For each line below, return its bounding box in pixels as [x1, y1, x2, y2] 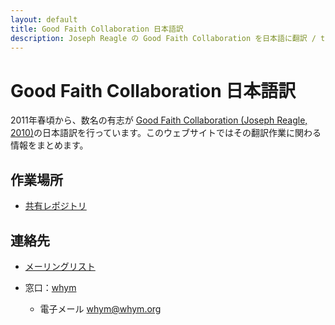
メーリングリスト [24, 260, 96, 272]
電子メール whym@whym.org [39, 302, 162, 315]
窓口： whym [24, 281, 77, 293]
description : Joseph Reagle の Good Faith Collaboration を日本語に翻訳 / [10, 33, 317, 43]
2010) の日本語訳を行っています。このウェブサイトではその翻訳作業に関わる [10, 127, 322, 139]
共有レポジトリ [24, 200, 87, 212]
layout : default [10, 14, 78, 25]
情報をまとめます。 [10, 139, 89, 151]
